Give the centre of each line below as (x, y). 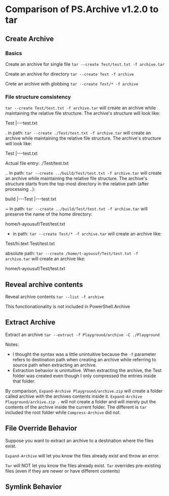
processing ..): (20, 189)
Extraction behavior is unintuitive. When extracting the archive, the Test (87, 370)
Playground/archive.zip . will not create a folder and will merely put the (81, 401)
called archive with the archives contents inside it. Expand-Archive (74, 396)
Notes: (12, 344)
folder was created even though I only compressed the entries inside (84, 376)
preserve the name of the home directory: (49, 214)
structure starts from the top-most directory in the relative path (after (77, 184)
